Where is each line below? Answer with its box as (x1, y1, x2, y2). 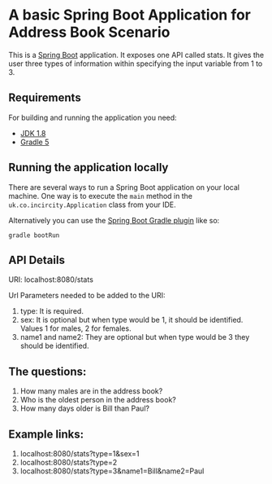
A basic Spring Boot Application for (8, 6, 252, 24)
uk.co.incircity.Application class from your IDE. (8, 200, 176, 209)
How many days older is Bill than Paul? (19, 403, 150, 413)
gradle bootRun (8, 231, 60, 240)
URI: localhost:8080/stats (8, 275, 93, 284)
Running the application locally (8, 161, 169, 174)
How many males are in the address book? (19, 386, 163, 396)
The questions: (8, 364, 87, 378)
